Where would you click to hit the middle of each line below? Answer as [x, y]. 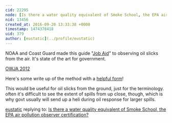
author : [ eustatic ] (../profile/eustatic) [50, 39]
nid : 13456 [17, 19]
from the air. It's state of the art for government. [56, 58]
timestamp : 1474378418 [29, 29]
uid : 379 [15, 34]
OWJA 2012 [18, 68]
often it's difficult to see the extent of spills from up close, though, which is [84, 94]
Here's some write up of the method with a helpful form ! [64, 78]
